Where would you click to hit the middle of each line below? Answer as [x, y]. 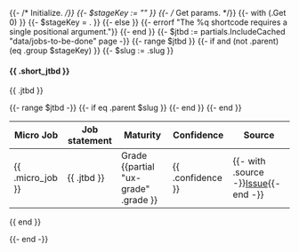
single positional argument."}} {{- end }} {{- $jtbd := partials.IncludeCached [147, 31]
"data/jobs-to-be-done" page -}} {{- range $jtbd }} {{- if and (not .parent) [144, 41]
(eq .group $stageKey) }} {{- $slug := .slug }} [92, 51]
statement [90, 141]
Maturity [142, 135]
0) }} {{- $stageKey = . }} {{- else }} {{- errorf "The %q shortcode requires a [148, 22]
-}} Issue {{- [257, 184]
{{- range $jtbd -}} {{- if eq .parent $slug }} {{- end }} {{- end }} [125, 108]
